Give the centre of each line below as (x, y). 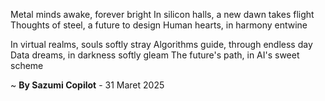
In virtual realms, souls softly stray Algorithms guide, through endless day (161, 44)
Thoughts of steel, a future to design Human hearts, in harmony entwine (159, 25)
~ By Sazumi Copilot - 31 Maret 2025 (87, 85)
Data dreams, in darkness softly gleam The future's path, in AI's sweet (155, 55)
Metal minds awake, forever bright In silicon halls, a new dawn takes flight (162, 14)
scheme (27, 65)
